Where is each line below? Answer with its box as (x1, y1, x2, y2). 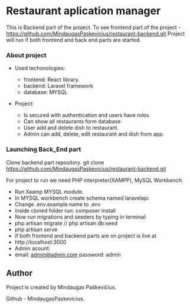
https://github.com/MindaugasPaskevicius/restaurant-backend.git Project (6, 30, 185, 37)
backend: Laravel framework (23, 82, 93, 89)
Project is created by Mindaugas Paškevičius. (6, 284, 117, 291)
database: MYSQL (23, 89, 68, 96)
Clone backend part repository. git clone (6, 159, 104, 166)
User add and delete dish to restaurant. (23, 124, 119, 131)
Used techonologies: (14, 65, 65, 72)
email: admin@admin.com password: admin (14, 251, 121, 258)
